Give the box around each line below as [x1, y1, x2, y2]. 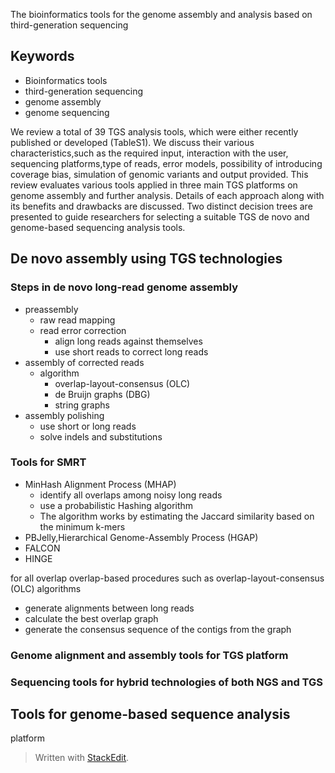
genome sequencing [24, 106, 110, 118]
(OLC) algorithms [10, 582, 82, 594]
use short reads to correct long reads [54, 345, 209, 358]
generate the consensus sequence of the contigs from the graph [24, 623, 292, 635]
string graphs [54, 399, 110, 411]
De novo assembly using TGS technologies [10, 250, 283, 268]
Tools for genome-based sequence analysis [10, 706, 291, 723]
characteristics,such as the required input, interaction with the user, [10, 147, 289, 159]
